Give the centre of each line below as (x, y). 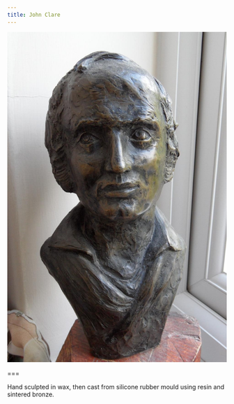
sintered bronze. (31, 394)
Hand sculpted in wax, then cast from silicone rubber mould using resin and (116, 387)
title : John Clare (34, 15)
